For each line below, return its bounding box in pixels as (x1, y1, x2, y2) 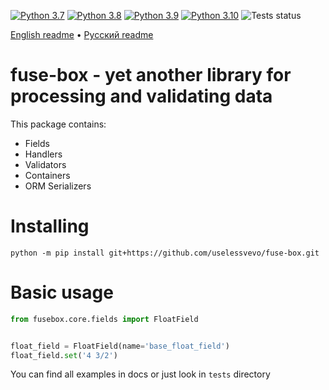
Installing (10, 215, 90, 238)
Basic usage (10, 281, 114, 304)
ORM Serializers (24, 180, 92, 192)
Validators (24, 158, 67, 170)
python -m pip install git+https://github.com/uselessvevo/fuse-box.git (10, 248, 320, 258)
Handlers (24, 148, 63, 160)
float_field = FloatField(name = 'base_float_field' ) (10, 341, 230, 351)
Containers (24, 169, 71, 181)
